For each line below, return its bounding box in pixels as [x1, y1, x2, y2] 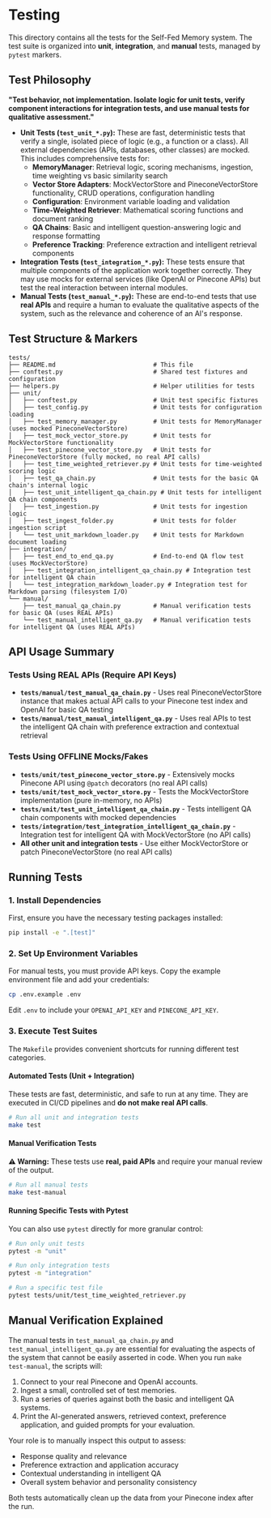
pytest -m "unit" [8, 1246, 67, 1255]
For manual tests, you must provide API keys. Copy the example [8, 966, 221, 976]
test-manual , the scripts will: [8, 1361, 103, 1370]
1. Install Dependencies [8, 894, 102, 905]
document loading [8, 537, 67, 546]
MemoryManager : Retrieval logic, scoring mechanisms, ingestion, [32, 162, 253, 172]
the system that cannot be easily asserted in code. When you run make [8, 1352, 243, 1362]
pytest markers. [8, 49, 62, 59]
